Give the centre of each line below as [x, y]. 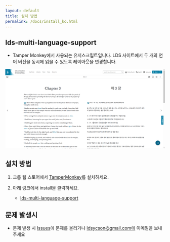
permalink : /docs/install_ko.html [42, 21]
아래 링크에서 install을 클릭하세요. [46, 188]
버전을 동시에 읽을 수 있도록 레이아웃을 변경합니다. [67, 62]
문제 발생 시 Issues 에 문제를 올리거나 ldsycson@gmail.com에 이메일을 [83, 228]
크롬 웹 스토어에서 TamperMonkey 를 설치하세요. [60, 177]
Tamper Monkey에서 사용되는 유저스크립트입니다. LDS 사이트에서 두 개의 [85, 55]
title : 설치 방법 [22, 16]
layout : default [22, 11]
